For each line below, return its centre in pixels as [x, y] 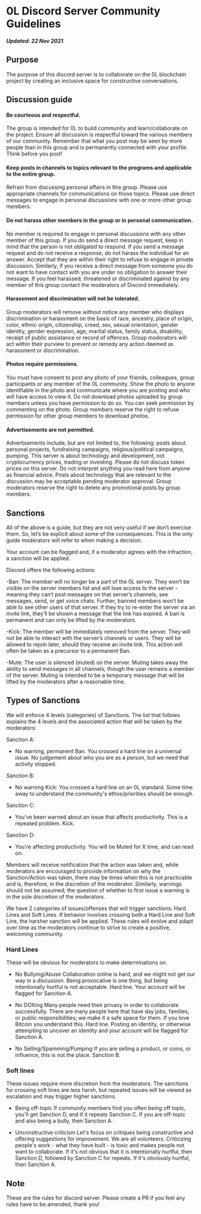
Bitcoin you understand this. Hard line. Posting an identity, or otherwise [103, 1025]
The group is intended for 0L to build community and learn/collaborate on [97, 128]
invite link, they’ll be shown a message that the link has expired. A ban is [95, 614]
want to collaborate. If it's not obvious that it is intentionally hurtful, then [103, 1152]
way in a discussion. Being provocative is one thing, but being [91, 981]
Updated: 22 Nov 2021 [35, 41]
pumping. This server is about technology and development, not [85, 456]
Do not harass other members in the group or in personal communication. [100, 220]
